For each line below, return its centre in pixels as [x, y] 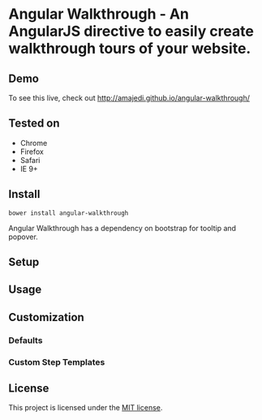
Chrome [34, 143]
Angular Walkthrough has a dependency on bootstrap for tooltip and [122, 228]
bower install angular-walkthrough [69, 213]
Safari [30, 160]
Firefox [32, 152]
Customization [47, 317]
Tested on [34, 124]
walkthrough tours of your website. [130, 49]
